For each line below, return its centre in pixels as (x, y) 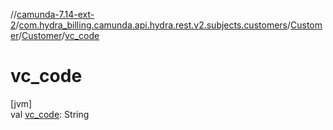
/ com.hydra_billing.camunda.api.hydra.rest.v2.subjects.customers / (153, 25)
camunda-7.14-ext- (55, 14)
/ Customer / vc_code (59, 35)
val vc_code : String (50, 114)
